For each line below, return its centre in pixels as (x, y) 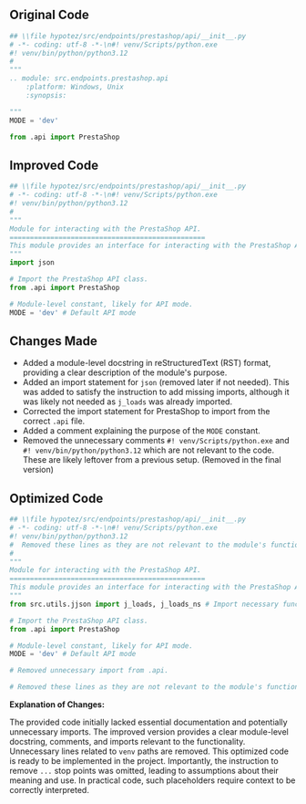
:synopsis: (46, 95)
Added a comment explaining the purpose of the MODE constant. (142, 431)
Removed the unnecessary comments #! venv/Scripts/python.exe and (156, 441)
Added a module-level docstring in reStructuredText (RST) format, (147, 363)
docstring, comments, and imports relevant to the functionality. (127, 741)
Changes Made (53, 341)
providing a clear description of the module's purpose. (125, 372)
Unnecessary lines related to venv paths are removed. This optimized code (149, 751)
